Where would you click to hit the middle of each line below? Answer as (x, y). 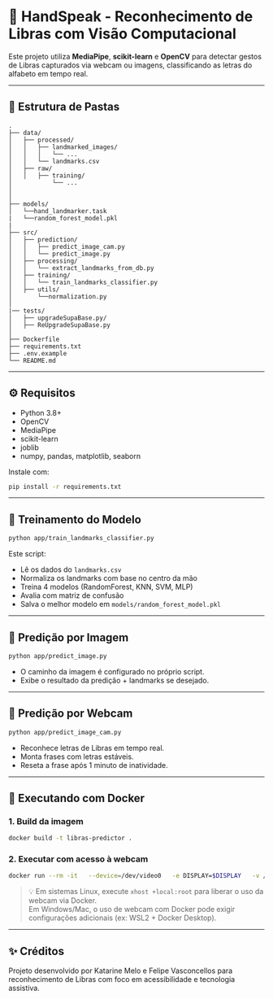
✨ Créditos (37, 951)
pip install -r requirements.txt (65, 486)
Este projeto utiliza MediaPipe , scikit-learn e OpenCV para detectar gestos (135, 56)
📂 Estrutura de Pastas (64, 107)
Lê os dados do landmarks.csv (71, 569)
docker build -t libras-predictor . (70, 838)
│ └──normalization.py (58, 296)
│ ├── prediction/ (43, 239)
